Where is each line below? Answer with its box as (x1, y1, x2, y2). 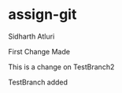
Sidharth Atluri (8, 32, 55, 41)
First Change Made (8, 46, 71, 56)
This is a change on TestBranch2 (8, 61, 115, 72)
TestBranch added (8, 77, 68, 87)
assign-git (8, 6, 77, 24)
